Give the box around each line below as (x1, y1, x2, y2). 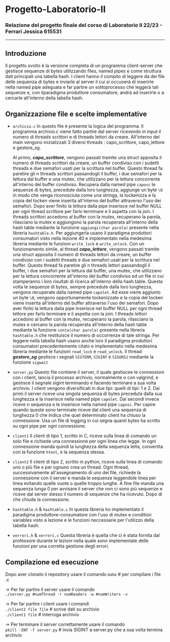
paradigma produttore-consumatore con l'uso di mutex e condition (12, 512, 152, 518)
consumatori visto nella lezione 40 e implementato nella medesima (12, 235, 152, 241)
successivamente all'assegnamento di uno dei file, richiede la (12, 470, 141, 476)
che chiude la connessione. (12, 496, 70, 503)
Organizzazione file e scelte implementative (5, 110, 147, 118)
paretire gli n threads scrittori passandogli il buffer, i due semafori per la (12, 171, 162, 177)
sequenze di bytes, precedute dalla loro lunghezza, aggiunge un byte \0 (12, 187, 163, 193)
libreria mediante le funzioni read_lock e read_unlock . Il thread (12, 348, 142, 354)
